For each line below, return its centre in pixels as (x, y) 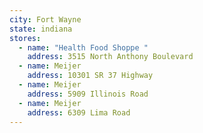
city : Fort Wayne (45, 19)
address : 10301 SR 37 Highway (90, 76)
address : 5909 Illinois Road (88, 94)
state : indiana (41, 29)
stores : (25, 38)
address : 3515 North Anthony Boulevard (110, 57)
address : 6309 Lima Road (79, 112)
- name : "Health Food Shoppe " (83, 47)
